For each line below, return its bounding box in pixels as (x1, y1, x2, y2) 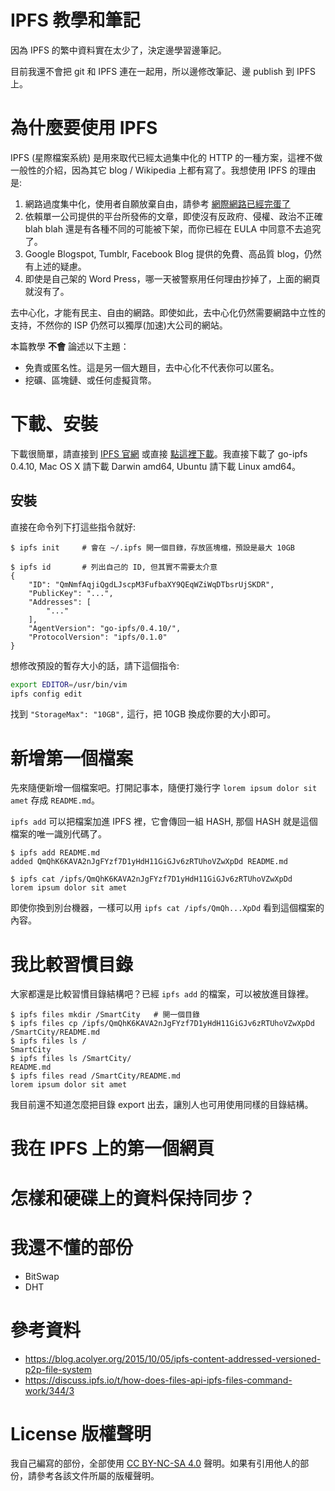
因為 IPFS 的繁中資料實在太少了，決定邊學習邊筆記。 (10, 44, 227, 56)
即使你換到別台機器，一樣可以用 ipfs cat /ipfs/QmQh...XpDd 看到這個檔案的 (10, 902, 325, 914)
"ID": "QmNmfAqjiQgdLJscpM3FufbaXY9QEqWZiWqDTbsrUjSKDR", (28, 579, 275, 590)
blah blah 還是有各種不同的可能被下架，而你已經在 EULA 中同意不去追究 (24, 222, 322, 235)
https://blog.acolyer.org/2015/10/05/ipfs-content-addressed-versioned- (24, 1352, 322, 1365)
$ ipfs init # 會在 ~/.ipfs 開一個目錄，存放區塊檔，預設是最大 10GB (10, 542, 296, 553)
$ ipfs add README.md (10, 848, 101, 858)
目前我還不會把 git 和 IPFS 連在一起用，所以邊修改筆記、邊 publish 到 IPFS (10, 65, 316, 77)
